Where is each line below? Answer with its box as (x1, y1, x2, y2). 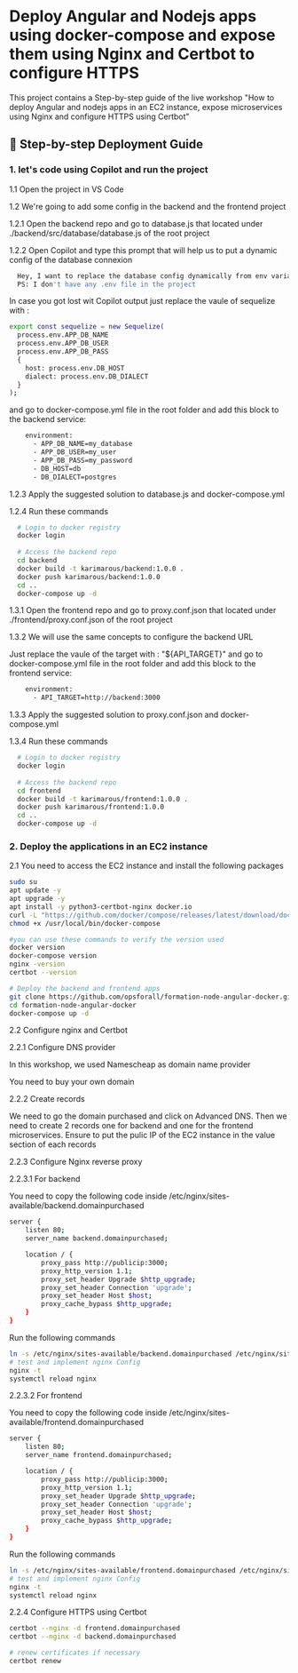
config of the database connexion (9, 254, 133, 265)
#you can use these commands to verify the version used (9, 935, 224, 944)
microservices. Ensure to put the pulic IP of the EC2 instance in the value (9, 1130, 276, 1141)
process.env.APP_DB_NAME (17, 331, 109, 339)
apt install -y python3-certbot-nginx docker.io (9, 902, 192, 912)
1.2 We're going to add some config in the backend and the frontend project (9, 201, 286, 211)
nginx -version (9, 960, 66, 969)
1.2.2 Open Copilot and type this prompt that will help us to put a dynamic (9, 244, 278, 255)
